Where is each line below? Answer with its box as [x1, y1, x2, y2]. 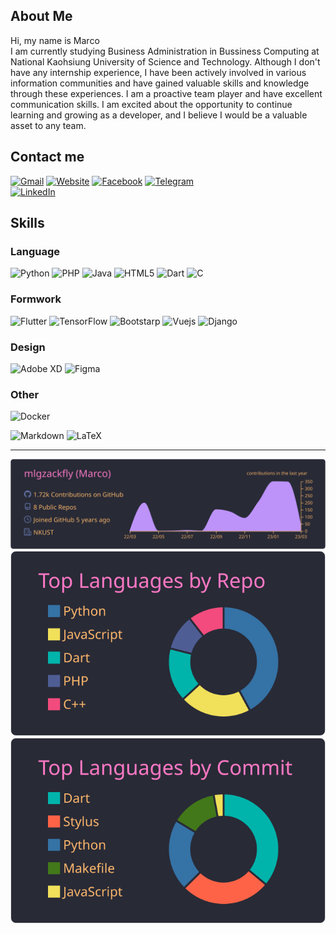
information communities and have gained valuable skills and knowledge [10, 77, 310, 89]
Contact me [10, 149, 85, 166]
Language [10, 244, 61, 258]
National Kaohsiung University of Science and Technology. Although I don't [10, 55, 321, 68]
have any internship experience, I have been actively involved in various [10, 66, 307, 78]
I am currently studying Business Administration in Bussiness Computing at [10, 45, 320, 57]
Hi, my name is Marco [10, 34, 100, 46]
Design [10, 340, 46, 354]
